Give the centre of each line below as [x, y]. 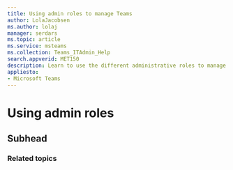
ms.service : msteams [37, 46]
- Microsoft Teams [34, 78]
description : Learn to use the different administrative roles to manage [117, 65]
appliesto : [23, 72]
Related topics [32, 158]
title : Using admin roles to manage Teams [70, 14]
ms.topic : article [34, 40]
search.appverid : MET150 [43, 59]
